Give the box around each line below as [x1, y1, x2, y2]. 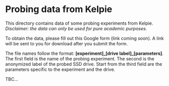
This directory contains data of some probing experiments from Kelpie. [5, 20, 153, 26]
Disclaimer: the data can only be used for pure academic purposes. [5, 25, 147, 31]
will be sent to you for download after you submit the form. [5, 40, 128, 46]
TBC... [5, 76, 19, 82]
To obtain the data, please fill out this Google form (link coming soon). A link [5, 35, 164, 41]
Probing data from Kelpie [5, 4, 113, 15]
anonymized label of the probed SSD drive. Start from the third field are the [5, 61, 162, 67]
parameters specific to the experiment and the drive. [5, 66, 116, 72]
